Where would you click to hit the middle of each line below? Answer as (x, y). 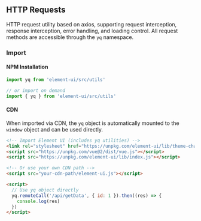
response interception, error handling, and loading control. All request (92, 31)
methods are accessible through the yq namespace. (70, 37)
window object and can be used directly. (55, 129)
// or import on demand (36, 90)
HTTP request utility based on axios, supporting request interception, (92, 24)
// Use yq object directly (45, 190)
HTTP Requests (36, 10)
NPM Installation (27, 67)
